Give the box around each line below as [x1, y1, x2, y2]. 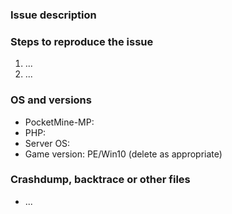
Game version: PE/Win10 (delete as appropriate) [24, 148, 223, 160]
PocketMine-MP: [24, 116, 95, 128]
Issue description [10, 8, 97, 22]
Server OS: [24, 137, 71, 149]
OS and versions [10, 93, 92, 107]
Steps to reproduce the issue [10, 34, 154, 48]
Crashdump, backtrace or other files [10, 173, 191, 187]
